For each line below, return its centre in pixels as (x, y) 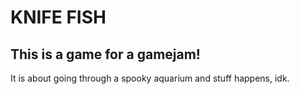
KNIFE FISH (58, 17)
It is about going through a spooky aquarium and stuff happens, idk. (150, 78)
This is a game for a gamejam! (105, 54)
